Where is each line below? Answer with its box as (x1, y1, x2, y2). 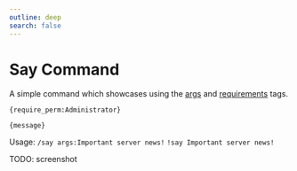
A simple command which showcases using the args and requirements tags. (9, 89, 289, 99)
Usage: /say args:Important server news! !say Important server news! (9, 136, 275, 147)
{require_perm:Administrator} (9, 105, 122, 115)
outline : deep (9, 12, 62, 22)
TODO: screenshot (9, 154, 77, 165)
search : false (9, 21, 62, 30)
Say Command (9, 59, 120, 80)
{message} (9, 121, 46, 130)
